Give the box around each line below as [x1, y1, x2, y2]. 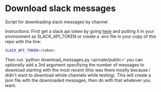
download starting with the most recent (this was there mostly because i [5, 67, 150, 73]
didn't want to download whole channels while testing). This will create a [5, 72, 151, 78]
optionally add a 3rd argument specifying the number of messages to [5, 61, 144, 68]
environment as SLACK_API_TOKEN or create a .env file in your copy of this [5, 33, 157, 39]
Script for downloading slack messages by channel [5, 19, 108, 25]
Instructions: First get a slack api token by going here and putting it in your [5, 28, 155, 34]
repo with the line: [5, 38, 41, 44]
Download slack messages [5, 3, 116, 14]
